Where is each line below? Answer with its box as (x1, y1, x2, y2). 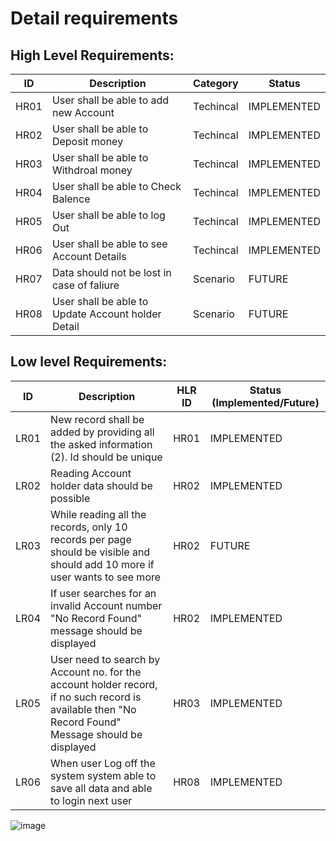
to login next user (50, 793, 133, 807)
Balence (51, 192, 91, 206)
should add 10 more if (50, 557, 155, 571)
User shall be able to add (51, 93, 170, 107)
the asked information (50, 437, 153, 451)
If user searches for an (50, 586, 157, 600)
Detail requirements (10, 7, 179, 30)
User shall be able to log (51, 208, 166, 222)
